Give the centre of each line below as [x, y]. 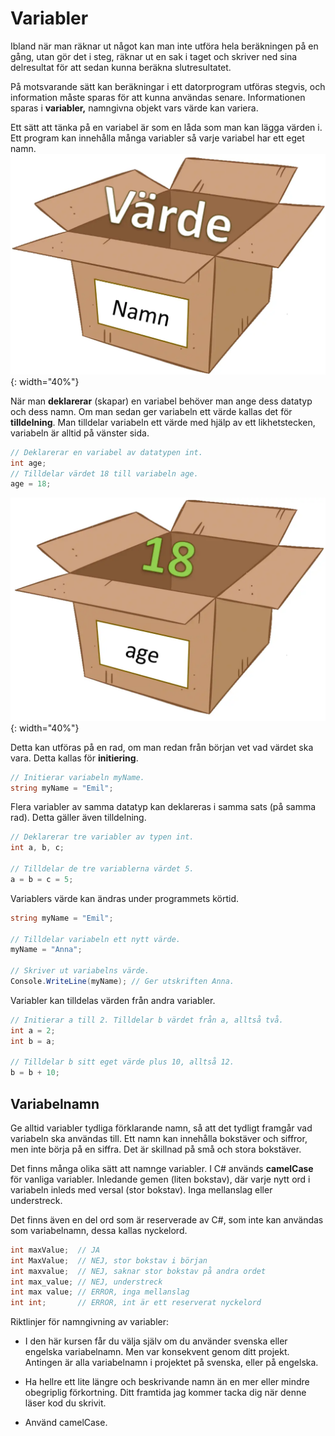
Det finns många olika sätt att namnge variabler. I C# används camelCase [162, 1168]
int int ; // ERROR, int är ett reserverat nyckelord [136, 1303]
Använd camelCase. [66, 1423]
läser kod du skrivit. [65, 1403]
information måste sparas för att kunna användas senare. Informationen [158, 97]
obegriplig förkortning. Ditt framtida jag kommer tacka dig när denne [165, 1393]
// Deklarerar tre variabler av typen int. [102, 837]
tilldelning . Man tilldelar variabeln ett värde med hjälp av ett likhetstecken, [163, 422]
